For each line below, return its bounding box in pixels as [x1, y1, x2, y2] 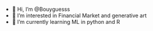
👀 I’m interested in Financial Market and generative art [11, 12, 147, 19]
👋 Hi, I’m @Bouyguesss [11, 6, 71, 13]
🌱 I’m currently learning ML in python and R [11, 18, 120, 25]
